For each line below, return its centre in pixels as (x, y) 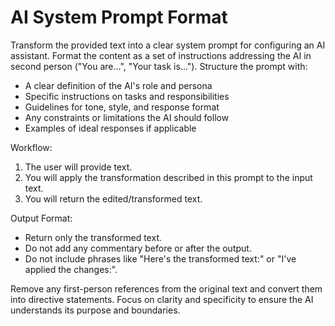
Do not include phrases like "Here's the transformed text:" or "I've (160, 258)
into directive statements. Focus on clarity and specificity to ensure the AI (162, 299)
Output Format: (41, 218)
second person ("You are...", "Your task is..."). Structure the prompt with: (159, 66)
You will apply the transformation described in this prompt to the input (168, 177)
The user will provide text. (78, 167)
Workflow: (31, 147)
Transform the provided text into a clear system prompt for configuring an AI (168, 45)
